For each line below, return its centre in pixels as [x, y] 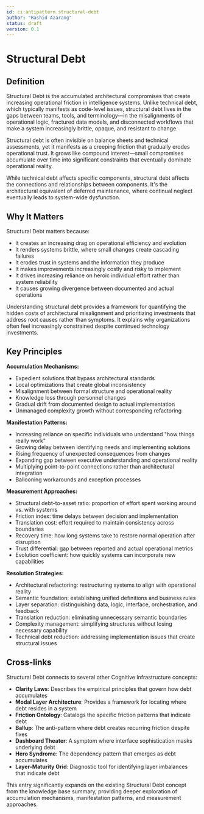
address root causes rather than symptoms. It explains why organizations [98, 320]
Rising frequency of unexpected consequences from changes [93, 453]
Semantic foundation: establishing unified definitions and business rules [105, 598]
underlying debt [35, 747]
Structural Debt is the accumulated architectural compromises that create [98, 96]
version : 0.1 [23, 29]
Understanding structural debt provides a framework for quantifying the [96, 307]
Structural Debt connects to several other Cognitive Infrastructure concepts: [102, 677]
